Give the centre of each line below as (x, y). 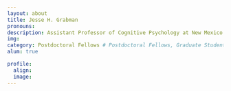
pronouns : (21, 26)
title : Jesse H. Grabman (43, 20)
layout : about (27, 13)
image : (23, 77)
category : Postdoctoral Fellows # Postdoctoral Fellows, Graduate (104, 45)
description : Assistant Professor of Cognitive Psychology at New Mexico (115, 32)
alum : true (23, 52)
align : (23, 70)
